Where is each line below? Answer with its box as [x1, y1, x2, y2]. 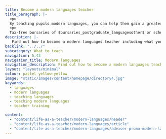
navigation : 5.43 [5, 53, 41, 58]
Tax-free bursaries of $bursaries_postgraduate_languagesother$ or [9, 30, 152, 35]
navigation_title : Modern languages [5, 58, 81, 63]
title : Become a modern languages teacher [5, 7, 94, 12]
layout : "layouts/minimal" [5, 67, 61, 72]
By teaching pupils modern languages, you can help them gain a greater [9, 21, 163, 26]
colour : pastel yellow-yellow [5, 71, 68, 76]
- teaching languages [9, 94, 54, 99]
